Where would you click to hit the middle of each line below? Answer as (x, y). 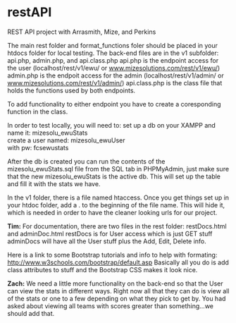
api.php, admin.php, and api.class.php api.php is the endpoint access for (113, 60)
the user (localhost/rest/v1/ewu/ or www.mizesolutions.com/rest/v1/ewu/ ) (114, 68)
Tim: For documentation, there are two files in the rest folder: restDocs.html (117, 226)
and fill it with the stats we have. (54, 183)
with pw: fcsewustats (38, 147)
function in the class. (38, 111)
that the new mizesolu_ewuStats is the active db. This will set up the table (114, 176)
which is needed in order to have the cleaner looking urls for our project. (112, 212)
